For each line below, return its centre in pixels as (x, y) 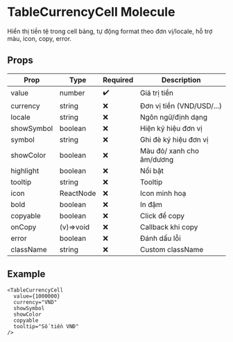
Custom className (172, 249)
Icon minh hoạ (163, 193)
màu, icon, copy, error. (39, 38)
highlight (25, 170)
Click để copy (162, 215)
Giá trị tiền (157, 93)
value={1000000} (37, 296)
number (72, 93)
